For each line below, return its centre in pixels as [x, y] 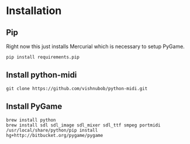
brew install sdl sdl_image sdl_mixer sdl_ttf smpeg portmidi [83, 125]
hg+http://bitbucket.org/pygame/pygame [55, 135]
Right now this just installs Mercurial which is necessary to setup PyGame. [96, 46]
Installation [34, 11]
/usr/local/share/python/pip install [52, 130]
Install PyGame [34, 107]
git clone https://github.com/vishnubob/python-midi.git [77, 88]
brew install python [31, 120]
